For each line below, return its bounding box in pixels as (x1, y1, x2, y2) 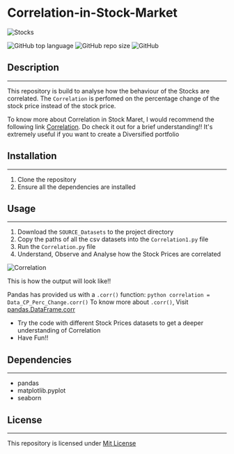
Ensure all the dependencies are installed (17, 183, 136, 191)
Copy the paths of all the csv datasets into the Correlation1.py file (17, 235, 209, 243)
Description (7, 61, 59, 74)
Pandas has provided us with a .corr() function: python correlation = (7, 291, 210, 299)
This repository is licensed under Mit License (7, 439, 136, 447)
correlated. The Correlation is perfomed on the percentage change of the (7, 94, 220, 103)
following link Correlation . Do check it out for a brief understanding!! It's (7, 122, 213, 130)
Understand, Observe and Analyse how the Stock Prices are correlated (17, 250, 221, 259)
